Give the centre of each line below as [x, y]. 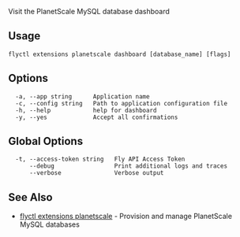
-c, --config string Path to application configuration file [121, 103]
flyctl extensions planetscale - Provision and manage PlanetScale [126, 217]
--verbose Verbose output [96, 173]
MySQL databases [50, 224]
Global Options [46, 141]
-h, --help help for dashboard [86, 110]
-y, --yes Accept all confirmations [97, 117]
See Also [30, 197]
